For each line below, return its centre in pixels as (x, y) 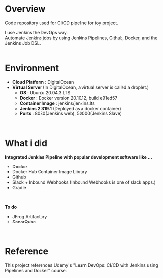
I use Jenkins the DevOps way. (37, 32)
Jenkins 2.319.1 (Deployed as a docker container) (70, 108)
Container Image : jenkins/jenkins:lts (57, 103)
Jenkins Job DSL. (23, 43)
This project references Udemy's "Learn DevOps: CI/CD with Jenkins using (81, 265)
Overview (25, 9)
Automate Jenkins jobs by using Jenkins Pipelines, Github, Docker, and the (81, 38)
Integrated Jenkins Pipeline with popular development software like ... (79, 157)
